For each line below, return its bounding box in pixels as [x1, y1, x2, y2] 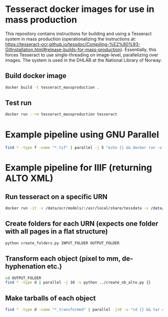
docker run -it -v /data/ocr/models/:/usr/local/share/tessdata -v [5, 206, 149, 211]
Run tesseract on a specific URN [5, 192, 107, 201]
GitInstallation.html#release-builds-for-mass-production [5, 46, 121, 52]
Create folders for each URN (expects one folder [5, 220, 158, 228]
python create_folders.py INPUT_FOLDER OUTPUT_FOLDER [5, 241, 120, 246]
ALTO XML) [5, 173, 53, 184]
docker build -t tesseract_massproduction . [5, 85, 99, 90]
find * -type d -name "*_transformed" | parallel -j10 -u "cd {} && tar [5, 307, 160, 313]
